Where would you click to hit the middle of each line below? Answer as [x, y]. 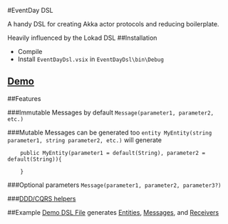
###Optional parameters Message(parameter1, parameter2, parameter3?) [115, 185]
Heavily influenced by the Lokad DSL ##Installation [82, 38]
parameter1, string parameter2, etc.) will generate [85, 140]
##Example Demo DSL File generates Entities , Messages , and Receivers [113, 212]
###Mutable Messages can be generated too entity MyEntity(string [110, 132]
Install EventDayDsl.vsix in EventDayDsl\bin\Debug [90, 59]
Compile [30, 52]
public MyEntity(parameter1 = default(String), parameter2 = [113, 153]
